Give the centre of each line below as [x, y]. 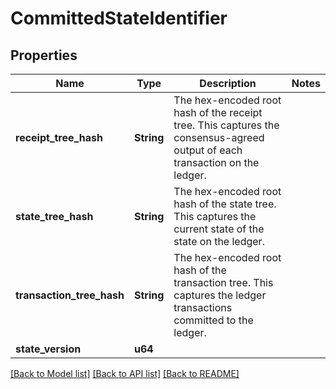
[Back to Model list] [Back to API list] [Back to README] [125, 373]
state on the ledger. [219, 241]
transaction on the [216, 162]
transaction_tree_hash [70, 295]
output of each [208, 150]
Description [228, 83]
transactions [203, 307]
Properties [44, 55]
